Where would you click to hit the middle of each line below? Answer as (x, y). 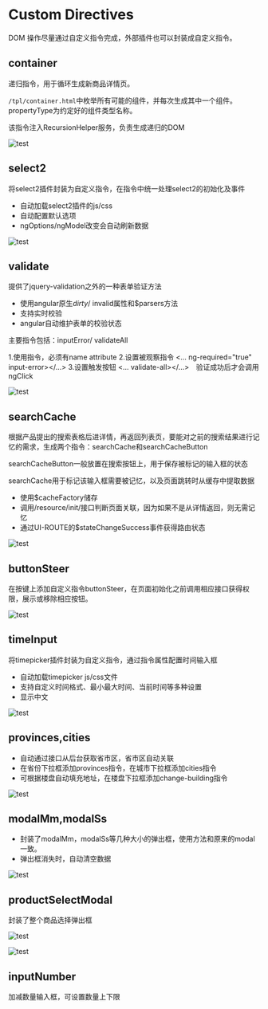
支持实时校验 (41, 313)
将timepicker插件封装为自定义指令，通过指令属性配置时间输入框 (113, 660)
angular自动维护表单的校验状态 (71, 324)
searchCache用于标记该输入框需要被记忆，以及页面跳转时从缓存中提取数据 (132, 481)
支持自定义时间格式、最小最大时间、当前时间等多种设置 (110, 686)
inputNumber (42, 977)
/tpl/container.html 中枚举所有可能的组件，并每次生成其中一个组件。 (123, 100)
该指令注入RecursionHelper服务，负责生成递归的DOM (97, 127)
